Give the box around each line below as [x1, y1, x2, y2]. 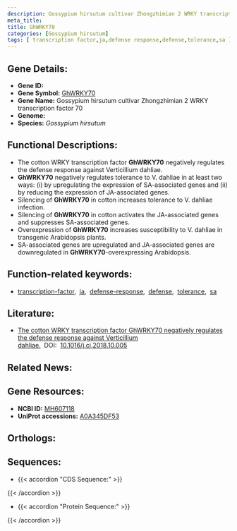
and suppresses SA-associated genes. [17, 218, 130, 226]
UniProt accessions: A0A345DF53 [17, 412, 120, 420]
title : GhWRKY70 [7, 23, 55, 30]
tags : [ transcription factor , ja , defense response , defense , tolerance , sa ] [7, 37, 232, 44]
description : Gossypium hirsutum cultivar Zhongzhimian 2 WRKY [7, 10, 197, 18]
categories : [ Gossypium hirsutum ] [7, 30, 109, 37]
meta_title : [7, 17, 42, 24]
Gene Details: [7, 63, 68, 75]
